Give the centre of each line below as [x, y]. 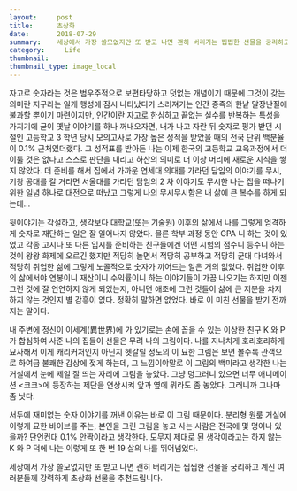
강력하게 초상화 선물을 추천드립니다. [101, 478]
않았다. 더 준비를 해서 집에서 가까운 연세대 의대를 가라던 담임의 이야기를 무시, [150, 170]
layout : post [41, 17]
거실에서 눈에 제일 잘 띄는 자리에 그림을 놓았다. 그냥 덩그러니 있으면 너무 [133, 373]
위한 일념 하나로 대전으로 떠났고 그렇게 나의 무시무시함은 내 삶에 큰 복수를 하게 [144, 192]
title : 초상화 [42, 26]
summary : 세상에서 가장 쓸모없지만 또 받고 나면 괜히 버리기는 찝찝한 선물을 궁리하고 [149, 42]
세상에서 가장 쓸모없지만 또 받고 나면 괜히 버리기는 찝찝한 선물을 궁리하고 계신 [142, 466]
